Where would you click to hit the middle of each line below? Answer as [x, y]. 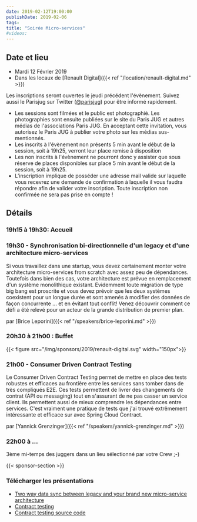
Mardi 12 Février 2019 [41, 71]
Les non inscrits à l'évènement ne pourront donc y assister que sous [98, 157]
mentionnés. [30, 138]
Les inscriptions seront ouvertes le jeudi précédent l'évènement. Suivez [93, 95]
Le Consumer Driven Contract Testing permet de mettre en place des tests [96, 377]
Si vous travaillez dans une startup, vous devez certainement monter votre [96, 266]
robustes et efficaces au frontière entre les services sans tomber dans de [95, 384]
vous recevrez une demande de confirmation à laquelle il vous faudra [98, 182]
